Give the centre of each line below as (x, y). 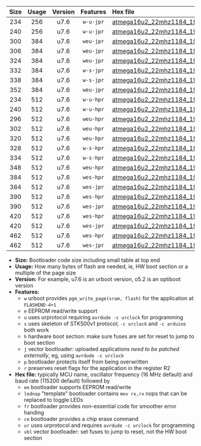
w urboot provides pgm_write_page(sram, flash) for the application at (109, 298)
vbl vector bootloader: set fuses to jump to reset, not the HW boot (105, 432)
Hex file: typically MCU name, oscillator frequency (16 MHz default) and (104, 374)
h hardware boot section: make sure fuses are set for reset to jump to (109, 336)
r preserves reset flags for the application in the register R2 (97, 368)
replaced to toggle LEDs (54, 400)
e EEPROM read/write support (60, 311)
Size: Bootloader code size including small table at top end (87, 260)
